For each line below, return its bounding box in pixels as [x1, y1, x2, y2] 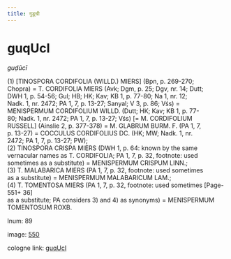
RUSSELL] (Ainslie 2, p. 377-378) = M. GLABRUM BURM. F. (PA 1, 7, [7, 121, 202, 130]
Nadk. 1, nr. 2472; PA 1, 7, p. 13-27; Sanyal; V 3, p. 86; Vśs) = [7, 99, 180, 108]
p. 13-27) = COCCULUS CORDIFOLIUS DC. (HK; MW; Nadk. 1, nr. [7, 128, 193, 137]
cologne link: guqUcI [7, 244, 67, 252]
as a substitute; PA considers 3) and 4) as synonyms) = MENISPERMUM [7, 195, 215, 204]
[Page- [204, 181, 225, 189]
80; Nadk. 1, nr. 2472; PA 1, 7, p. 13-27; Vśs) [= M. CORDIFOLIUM [7, 114, 193, 122]
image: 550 [7, 230, 40, 238]
